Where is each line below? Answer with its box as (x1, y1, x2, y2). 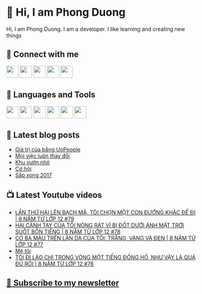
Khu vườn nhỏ (14, 159, 50, 166)
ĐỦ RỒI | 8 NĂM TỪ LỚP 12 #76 (14, 260, 94, 267)
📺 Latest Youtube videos (6, 190, 103, 200)
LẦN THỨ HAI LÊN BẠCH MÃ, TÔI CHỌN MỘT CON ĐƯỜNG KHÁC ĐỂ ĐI (14, 209, 196, 216)
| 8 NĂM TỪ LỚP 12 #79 (14, 216, 74, 223)
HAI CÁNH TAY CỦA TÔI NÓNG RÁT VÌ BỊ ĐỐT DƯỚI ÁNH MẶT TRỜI (14, 222, 185, 229)
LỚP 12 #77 (14, 241, 44, 248)
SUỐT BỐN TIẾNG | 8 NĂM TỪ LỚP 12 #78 (14, 228, 121, 235)
